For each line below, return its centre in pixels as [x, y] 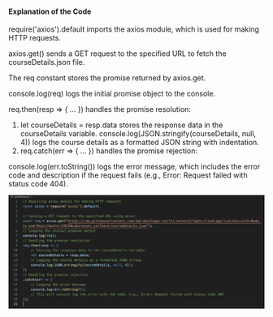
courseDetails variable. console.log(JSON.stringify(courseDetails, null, [138, 134]
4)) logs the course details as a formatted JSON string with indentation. [140, 143]
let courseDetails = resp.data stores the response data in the [121, 125]
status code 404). [39, 184]
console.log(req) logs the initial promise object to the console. [112, 94]
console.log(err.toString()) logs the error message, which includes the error [134, 167]
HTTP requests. [35, 38]
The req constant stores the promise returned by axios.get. [107, 78]
